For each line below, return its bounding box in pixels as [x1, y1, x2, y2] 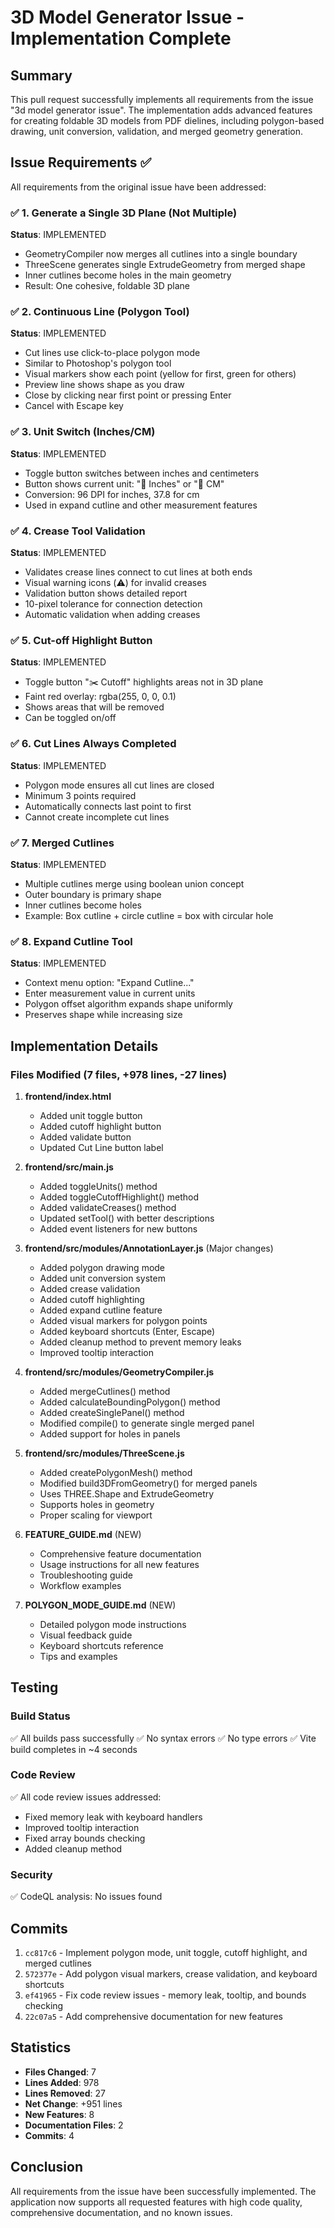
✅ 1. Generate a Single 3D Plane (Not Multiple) [10, 206, 238, 220]
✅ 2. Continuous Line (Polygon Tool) [10, 305, 190, 319]
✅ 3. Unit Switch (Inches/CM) [10, 425, 156, 439]
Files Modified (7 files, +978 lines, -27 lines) [10, 1067, 228, 1081]
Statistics [10, 2039, 72, 2056]
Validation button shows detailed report [24, 587, 188, 599]
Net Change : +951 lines [24, 2097, 123, 2110]
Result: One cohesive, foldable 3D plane [24, 280, 190, 292]
